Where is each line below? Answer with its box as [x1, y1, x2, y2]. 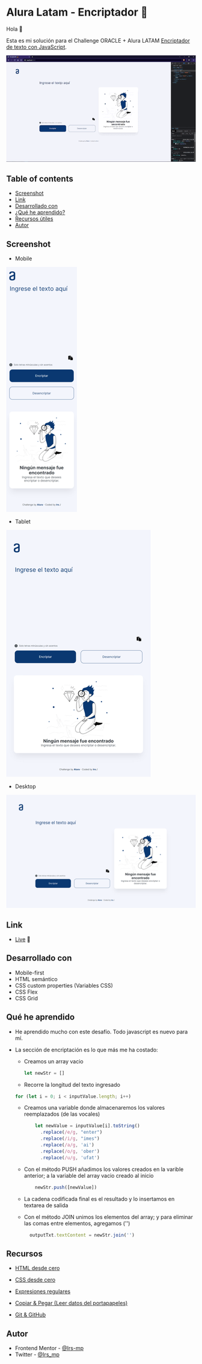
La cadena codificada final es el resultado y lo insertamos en [23, 1195, 175, 1202]
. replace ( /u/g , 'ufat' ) [40, 1154, 100, 1161]
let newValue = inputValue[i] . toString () [35, 1123, 140, 1129]
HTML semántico [14, 975, 58, 982]
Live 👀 [14, 936, 31, 943]
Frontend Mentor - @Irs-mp [14, 1345, 84, 1351]
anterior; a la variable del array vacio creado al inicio [23, 1172, 154, 1179]
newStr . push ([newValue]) [35, 1184, 97, 1190]
